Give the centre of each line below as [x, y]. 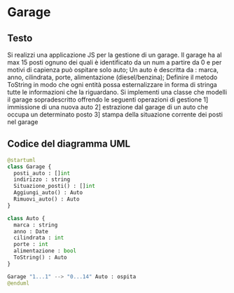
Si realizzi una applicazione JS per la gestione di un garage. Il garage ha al [115, 55]
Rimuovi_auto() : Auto [47, 199]
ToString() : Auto [41, 258]
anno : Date [31, 231]
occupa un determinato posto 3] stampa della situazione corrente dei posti [115, 114]
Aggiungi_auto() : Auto [48, 193]
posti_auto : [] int [42, 173]
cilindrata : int [39, 238]
